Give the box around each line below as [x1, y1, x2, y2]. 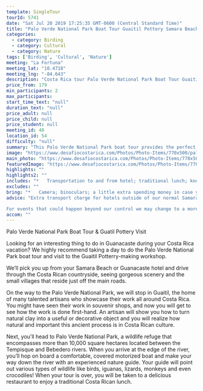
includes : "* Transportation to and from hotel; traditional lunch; [6, 178, 188, 184]
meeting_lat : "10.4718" [6, 65, 66, 72]
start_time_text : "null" [6, 99, 69, 105]
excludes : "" [6, 184, 39, 190]
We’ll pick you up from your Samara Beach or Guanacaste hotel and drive [6, 264, 189, 272]
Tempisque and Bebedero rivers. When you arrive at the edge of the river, [6, 346, 190, 353]
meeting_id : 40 [6, 127, 45, 133]
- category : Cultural [11, 43, 66, 49]
